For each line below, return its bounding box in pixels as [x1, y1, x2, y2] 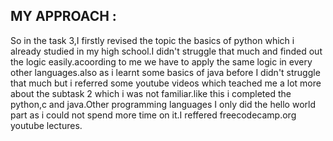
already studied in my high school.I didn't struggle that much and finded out [10, 45, 323, 57]
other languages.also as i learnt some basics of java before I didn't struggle [10, 66, 321, 78]
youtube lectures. [10, 119, 83, 131]
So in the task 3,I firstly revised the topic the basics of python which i [10, 34, 295, 46]
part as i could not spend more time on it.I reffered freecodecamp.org [10, 109, 297, 121]
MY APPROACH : [10, 8, 117, 25]
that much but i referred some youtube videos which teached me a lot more [10, 77, 322, 89]
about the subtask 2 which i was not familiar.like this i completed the [10, 87, 292, 99]
